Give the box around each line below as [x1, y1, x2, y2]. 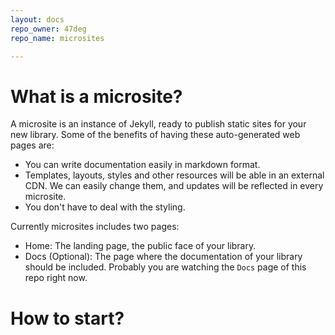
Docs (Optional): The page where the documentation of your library [24, 251, 303, 263]
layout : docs [10, 14, 65, 25]
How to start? [10, 307, 125, 330]
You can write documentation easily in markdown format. [24, 159, 261, 171]
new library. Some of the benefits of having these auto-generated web [10, 129, 301, 141]
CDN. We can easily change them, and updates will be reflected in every [24, 180, 324, 192]
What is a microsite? [10, 85, 183, 108]
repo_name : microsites [10, 33, 105, 43]
